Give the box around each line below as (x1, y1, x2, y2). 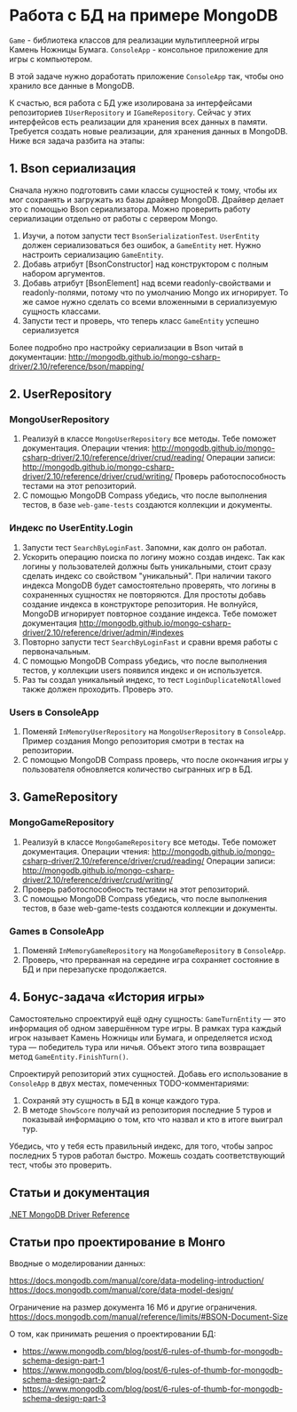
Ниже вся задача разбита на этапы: (9, 135, 145, 146)
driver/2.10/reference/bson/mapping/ (9, 361, 145, 372)
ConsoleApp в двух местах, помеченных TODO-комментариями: (9, 1078, 250, 1088)
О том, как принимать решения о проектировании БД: (9, 1328, 216, 1339)
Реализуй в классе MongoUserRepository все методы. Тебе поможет (21, 433, 277, 445)
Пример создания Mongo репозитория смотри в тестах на (21, 735, 245, 747)
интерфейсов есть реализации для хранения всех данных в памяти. (9, 116, 269, 127)
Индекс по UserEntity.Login (9, 522, 134, 534)
